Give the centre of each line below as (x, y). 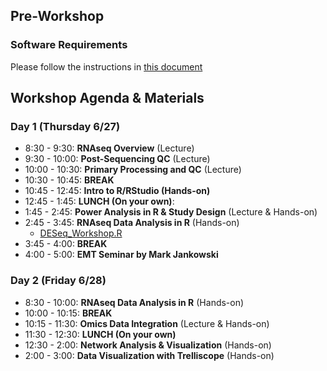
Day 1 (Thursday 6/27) (65, 126)
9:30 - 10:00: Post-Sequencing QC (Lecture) (117, 159)
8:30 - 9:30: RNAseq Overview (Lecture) (109, 148)
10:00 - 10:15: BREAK (68, 313)
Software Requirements (69, 45)
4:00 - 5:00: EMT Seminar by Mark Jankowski (121, 255)
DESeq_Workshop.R (81, 233)
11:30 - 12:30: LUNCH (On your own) (100, 334)
